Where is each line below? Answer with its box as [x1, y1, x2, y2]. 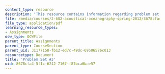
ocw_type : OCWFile [5, 35, 43, 39]
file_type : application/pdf [5, 20, 63, 26]
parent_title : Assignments [5, 39, 60, 44]
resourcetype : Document [5, 52, 54, 57]
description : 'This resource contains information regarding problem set [5, 12, 160, 17]
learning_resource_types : [5, 25, 58, 30]
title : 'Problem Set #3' [5, 57, 56, 62]
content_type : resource [5, 7, 54, 12]
